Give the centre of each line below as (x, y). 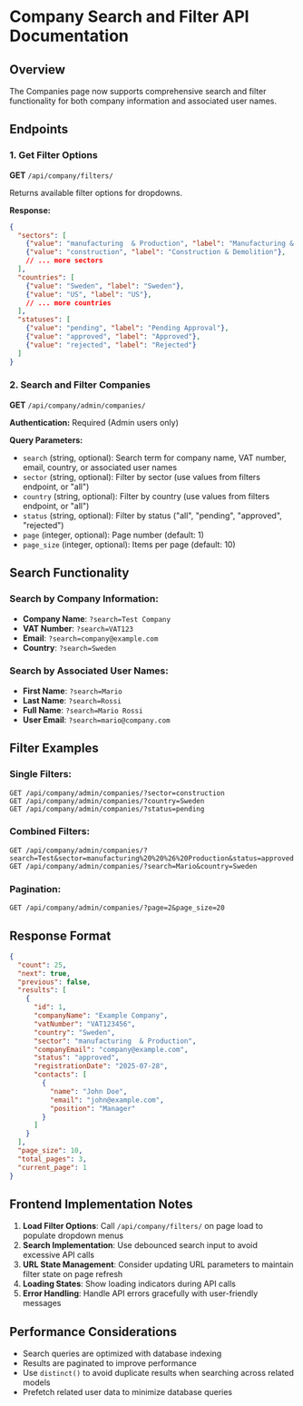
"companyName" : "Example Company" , (101, 1016)
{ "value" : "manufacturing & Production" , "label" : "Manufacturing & (160, 244)
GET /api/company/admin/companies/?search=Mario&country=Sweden (133, 866)
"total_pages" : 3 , (53, 1159)
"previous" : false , (54, 982)
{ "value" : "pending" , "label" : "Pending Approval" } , (127, 329)
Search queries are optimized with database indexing (122, 1353)
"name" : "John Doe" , (88, 1091)
